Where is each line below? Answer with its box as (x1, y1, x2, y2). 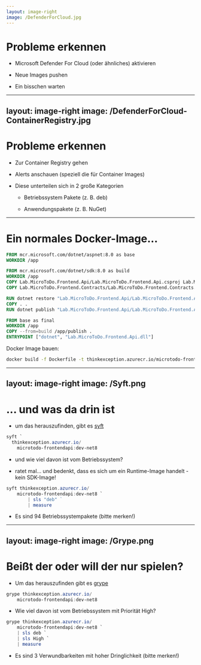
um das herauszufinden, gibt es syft (14, 422, 104, 429)
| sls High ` (17, 636, 50, 642)
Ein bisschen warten (14, 83, 65, 90)
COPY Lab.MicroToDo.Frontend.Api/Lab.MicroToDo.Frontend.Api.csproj (6, 279, 181, 285)
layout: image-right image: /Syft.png (6, 379, 146, 389)
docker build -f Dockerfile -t (6, 356, 84, 362)
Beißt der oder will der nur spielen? (6, 560, 184, 573)
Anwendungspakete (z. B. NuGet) (23, 205, 106, 212)
